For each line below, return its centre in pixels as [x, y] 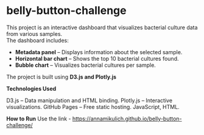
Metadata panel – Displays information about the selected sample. [99, 52]
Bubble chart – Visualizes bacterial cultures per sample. [86, 65]
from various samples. [34, 33]
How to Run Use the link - [39, 119]
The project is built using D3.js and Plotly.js [62, 77]
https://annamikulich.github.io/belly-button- [127, 119]
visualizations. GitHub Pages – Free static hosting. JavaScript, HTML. [93, 106]
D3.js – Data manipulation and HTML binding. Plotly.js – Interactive [89, 100]
